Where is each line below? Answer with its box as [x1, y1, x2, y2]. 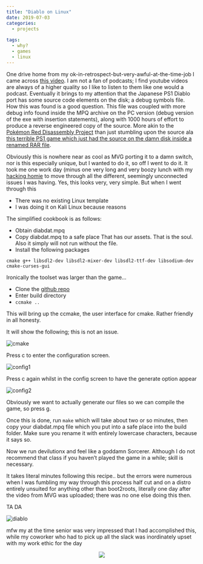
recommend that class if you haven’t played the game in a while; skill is [6, 454, 184, 461]
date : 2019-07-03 [6, 15, 50, 21]
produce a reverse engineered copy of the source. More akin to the [6, 122, 175, 129]
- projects [12, 25, 39, 32]
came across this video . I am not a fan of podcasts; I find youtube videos [6, 77, 188, 84]
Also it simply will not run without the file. [15, 240, 118, 247]
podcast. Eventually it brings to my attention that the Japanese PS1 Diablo [6, 90, 191, 97]
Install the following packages [15, 246, 90, 253]
